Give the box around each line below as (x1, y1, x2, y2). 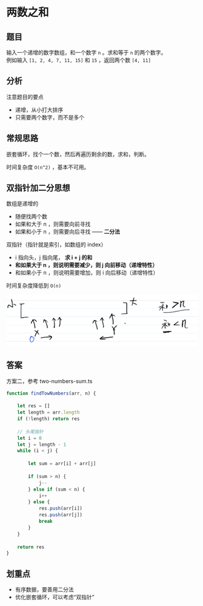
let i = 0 (17, 435, 42, 441)
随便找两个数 (15, 213, 47, 220)
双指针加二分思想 (6, 183, 70, 193)
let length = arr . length (17, 409, 80, 416)
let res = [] (17, 403, 50, 409)
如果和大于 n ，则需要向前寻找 (15, 220, 91, 228)
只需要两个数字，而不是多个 (15, 114, 85, 121)
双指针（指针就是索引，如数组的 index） (6, 241, 107, 248)
